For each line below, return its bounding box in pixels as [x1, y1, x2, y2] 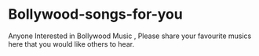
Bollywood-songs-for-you [8, 5, 183, 23]
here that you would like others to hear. [8, 39, 135, 48]
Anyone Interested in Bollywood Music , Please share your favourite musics [8, 31, 252, 40]
